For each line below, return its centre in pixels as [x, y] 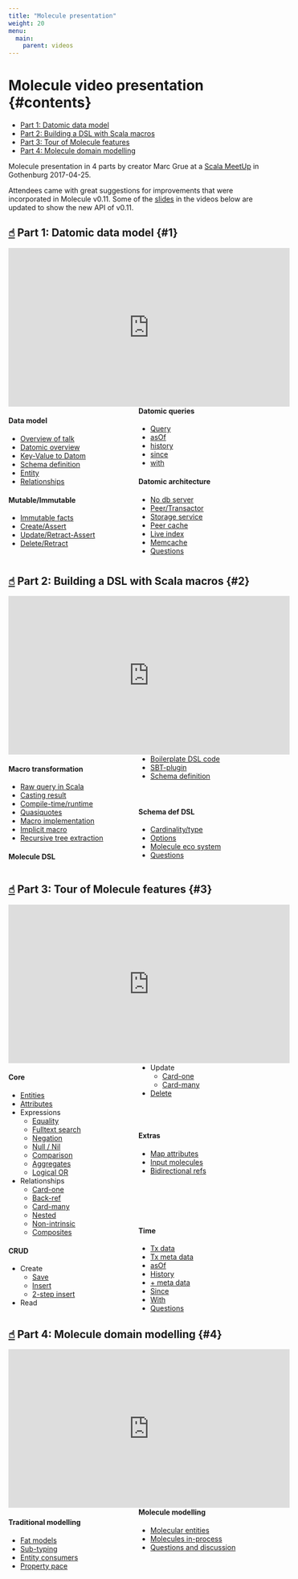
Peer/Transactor [177, 508]
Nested [44, 1215]
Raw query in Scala [52, 787]
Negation [47, 1138]
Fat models [39, 1540]
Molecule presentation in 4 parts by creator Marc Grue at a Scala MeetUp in [134, 167]
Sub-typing [39, 1548]
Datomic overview [50, 447]
